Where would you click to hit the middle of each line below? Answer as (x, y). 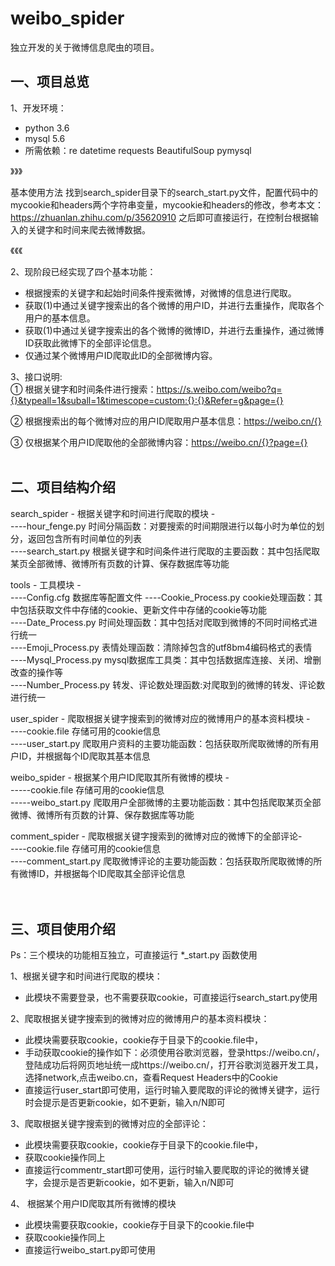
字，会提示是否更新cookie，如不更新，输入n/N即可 (129, 1183)
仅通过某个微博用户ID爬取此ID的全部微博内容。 (121, 355)
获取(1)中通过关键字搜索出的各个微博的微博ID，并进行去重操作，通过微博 (174, 330)
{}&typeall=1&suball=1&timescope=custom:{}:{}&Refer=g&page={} (147, 400)
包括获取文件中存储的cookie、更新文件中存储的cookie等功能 (143, 609)
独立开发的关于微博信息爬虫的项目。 (85, 47)
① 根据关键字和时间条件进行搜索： (83, 389)
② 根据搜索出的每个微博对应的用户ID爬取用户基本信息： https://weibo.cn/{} (166, 421)
